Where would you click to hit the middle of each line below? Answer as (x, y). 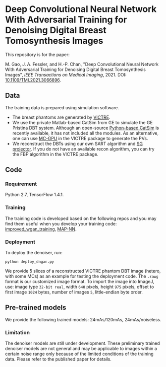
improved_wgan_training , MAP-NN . (41, 229)
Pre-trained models (36, 308)
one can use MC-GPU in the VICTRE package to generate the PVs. (80, 138)
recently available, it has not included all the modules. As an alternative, (85, 133)
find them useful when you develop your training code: (61, 223)
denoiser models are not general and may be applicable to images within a (81, 349)
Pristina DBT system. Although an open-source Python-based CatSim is (86, 128)
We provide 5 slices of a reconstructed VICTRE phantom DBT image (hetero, (83, 271)
